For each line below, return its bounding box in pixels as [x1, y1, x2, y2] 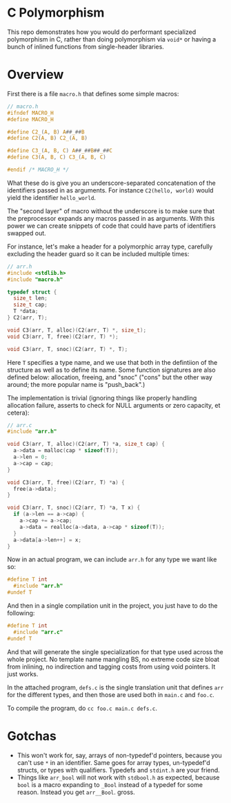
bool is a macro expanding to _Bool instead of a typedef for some [17, 780, 203, 788]
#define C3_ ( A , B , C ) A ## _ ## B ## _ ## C [7, 147, 112, 154]
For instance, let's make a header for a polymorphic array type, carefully [7, 242, 213, 251]
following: [7, 609, 35, 617]
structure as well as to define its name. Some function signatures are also [7, 366, 216, 374]
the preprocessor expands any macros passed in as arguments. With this [7, 214, 215, 222]
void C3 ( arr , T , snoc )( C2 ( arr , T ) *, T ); [7, 345, 128, 352]
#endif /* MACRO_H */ [7, 166, 70, 173]
